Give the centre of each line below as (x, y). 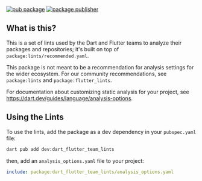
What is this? (31, 28)
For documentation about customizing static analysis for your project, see (98, 92)
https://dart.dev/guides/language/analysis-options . (70, 98)
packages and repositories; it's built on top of (63, 49)
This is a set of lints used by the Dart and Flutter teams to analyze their (94, 43)
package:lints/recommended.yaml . (48, 56)
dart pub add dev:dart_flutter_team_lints (60, 149)
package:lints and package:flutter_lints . (59, 80)
